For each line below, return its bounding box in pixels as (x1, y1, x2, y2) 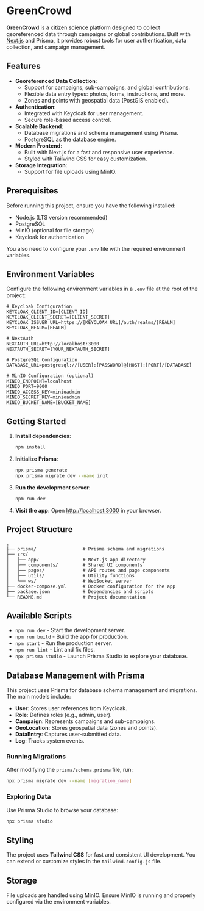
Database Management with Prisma (6, 670, 145, 680)
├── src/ (6, 551, 29, 557)
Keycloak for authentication (15, 233, 84, 240)
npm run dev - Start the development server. (15, 627, 126, 634)
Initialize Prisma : (15, 455, 58, 463)
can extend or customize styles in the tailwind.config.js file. (6, 858, 162, 865)
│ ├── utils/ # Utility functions (6, 572, 135, 578)
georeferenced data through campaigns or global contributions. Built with (6, 30, 191, 37)
